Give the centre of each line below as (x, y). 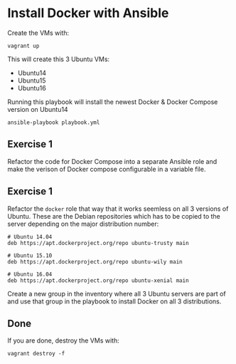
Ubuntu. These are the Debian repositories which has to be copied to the (114, 216)
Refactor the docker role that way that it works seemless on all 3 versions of (118, 209)
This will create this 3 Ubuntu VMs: (59, 59)
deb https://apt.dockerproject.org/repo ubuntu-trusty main (98, 243)
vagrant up (23, 46)
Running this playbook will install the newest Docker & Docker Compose (113, 102)
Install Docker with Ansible (88, 13)
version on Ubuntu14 (38, 109)
